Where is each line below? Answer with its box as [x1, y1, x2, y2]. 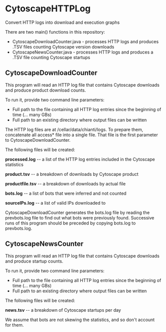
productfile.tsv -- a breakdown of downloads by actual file [5, 180, 126, 186]
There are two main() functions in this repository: [5, 29, 105, 35]
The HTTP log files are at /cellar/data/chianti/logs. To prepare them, [5, 126, 144, 132]
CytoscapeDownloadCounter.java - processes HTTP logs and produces [12, 38, 159, 45]
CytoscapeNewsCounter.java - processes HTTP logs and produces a [12, 49, 154, 55]
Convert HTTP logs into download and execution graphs [5, 19, 120, 25]
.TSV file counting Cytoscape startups [12, 54, 91, 60]
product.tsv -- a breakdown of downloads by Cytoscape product [5, 171, 139, 177]
